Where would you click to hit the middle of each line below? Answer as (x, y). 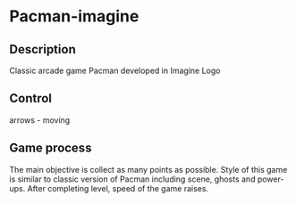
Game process (51, 148)
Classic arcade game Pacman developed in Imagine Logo (115, 70)
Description (42, 49)
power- (271, 179)
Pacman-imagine (74, 16)
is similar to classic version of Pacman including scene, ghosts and (132, 179)
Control (30, 98)
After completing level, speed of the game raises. (118, 188)
